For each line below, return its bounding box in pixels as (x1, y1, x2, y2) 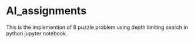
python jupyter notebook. (6, 29, 68, 37)
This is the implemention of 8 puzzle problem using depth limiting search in (6, 24, 188, 31)
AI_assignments (6, 4, 87, 18)
